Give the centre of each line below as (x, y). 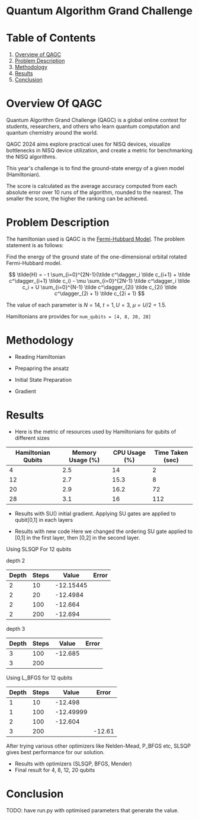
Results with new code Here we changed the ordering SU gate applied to (104, 531)
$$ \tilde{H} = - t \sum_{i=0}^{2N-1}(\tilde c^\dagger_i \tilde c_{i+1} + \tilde (99, 275)
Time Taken (171, 452)
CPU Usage (129, 452)
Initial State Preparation (43, 379)
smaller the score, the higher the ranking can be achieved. (77, 199)
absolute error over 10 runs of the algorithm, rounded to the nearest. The (95, 192)
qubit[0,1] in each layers (44, 519)
